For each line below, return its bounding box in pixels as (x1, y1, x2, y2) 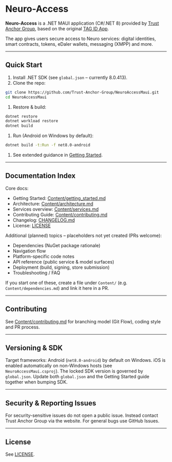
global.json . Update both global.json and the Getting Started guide (5, 374, 149, 380)
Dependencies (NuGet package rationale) (12, 242, 101, 248)
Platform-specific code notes (12, 253, 75, 260)
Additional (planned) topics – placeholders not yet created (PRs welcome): (5, 232, 162, 238)
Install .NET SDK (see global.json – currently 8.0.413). (12, 74, 128, 80)
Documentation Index (5, 172, 76, 180)
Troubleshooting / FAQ (12, 269, 60, 275)
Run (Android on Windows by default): (12, 133, 94, 139)
